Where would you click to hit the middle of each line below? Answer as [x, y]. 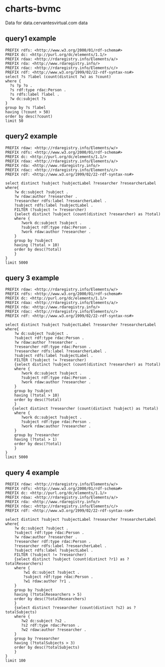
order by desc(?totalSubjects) [47, 648]
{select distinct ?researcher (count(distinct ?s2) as [73, 608]
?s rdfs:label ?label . [34, 94]
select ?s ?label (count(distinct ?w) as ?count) [58, 77]
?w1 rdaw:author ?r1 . [47, 581]
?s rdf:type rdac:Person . [38, 90]
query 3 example [32, 278]
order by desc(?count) [29, 116]
